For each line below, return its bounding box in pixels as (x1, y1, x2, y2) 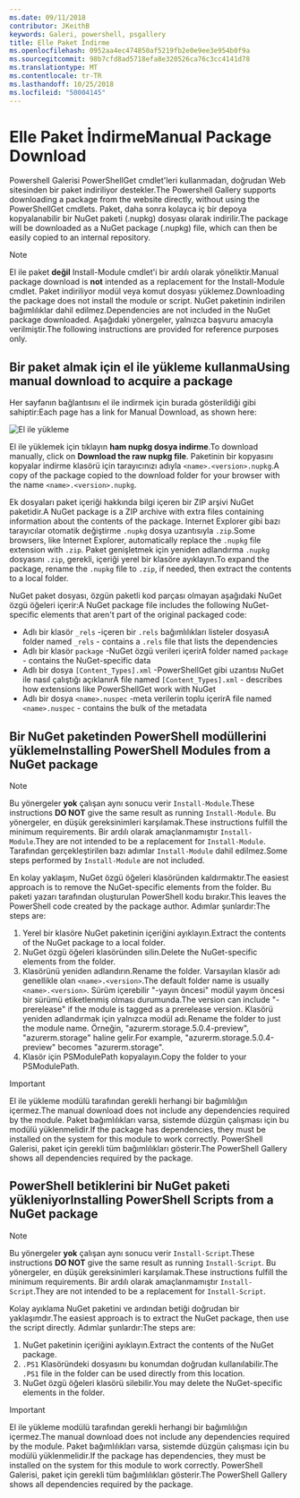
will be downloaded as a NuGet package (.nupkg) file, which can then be (9, 223, 278, 234)
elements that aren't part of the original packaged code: (40, 610, 247, 621)
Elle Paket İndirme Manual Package (9, 126, 272, 147)
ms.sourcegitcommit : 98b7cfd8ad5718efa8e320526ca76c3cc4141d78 (9, 55, 251, 64)
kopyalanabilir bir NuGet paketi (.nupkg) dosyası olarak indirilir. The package (9, 213, 289, 224)
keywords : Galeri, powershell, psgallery (9, 30, 167, 39)
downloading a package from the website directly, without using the (9, 194, 260, 205)
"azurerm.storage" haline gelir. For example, (21, 1032, 184, 1043)
